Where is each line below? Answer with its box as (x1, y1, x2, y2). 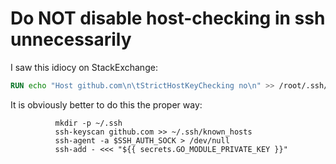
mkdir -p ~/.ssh (54, 118, 123, 128)
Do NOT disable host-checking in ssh (10, 7, 326, 30)
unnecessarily (10, 28, 132, 51)
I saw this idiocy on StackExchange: (10, 61, 158, 73)
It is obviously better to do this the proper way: (10, 98, 203, 111)
